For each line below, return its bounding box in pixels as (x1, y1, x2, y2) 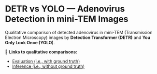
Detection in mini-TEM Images (5, 13, 129, 25)
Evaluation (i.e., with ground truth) (12, 58, 80, 64)
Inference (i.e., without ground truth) (12, 63, 85, 69)
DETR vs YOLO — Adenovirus (5, 3, 125, 14)
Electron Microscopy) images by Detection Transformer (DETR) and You (5, 35, 151, 40)
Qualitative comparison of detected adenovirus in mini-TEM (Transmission (5, 29, 153, 35)
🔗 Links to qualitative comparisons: (5, 49, 77, 55)
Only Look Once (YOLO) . (5, 39, 55, 45)
